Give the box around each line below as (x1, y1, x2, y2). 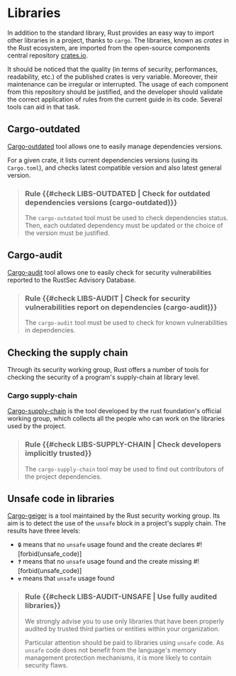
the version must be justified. (24, 229, 110, 237)
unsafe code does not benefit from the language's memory (24, 645, 197, 654)
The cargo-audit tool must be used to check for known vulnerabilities (24, 318, 228, 327)
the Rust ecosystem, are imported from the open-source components (7, 43, 210, 52)
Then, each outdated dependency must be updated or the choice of (24, 222, 223, 230)
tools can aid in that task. (7, 102, 81, 111)
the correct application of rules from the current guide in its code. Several (7, 94, 223, 104)
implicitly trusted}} (24, 449, 92, 459)
